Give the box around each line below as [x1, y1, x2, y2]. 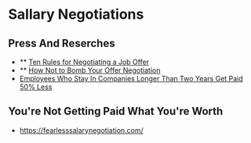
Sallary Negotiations [8, 5, 144, 23]
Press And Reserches [8, 37, 115, 50]
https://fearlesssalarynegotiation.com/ [19, 125, 144, 134]
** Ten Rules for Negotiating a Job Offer [19, 57, 150, 66]
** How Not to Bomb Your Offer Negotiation [19, 66, 161, 75]
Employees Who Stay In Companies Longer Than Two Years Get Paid [19, 74, 243, 83]
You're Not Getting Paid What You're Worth [8, 105, 224, 118]
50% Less [19, 82, 53, 91]
